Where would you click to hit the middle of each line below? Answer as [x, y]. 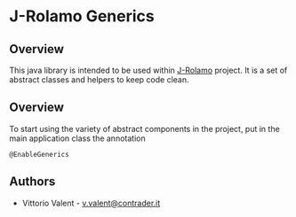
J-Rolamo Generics [82, 16]
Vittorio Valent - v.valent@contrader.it [91, 203]
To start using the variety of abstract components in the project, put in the [144, 128]
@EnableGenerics [39, 154]
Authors [32, 182]
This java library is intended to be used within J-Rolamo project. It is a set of [148, 70]
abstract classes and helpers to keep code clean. [99, 80]
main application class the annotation [77, 138]
